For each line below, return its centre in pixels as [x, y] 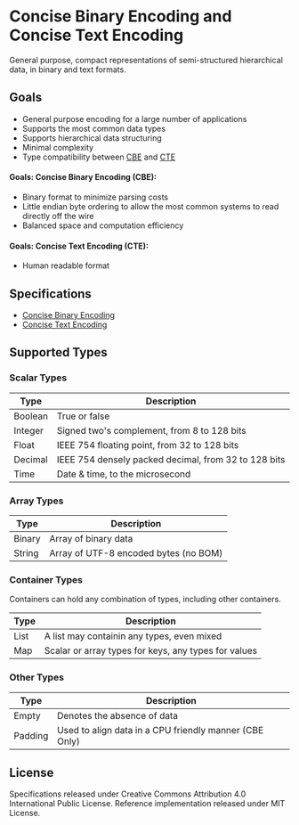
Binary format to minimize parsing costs [95, 197]
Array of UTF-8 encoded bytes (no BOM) [136, 552]
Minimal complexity [58, 147]
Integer [29, 430]
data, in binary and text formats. [68, 69]
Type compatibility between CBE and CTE [99, 157]
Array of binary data [91, 538]
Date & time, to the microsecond [124, 474]
